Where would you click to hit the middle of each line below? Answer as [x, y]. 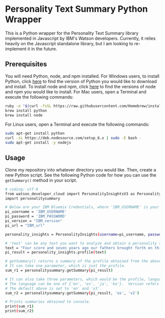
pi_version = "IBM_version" [34, 221]
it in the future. [42, 49]
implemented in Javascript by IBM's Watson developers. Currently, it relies [80, 38]
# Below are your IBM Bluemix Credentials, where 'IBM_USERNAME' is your [82, 207]
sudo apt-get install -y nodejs [38, 143]
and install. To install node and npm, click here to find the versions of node [81, 87]
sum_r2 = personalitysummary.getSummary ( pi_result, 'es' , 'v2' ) [72, 293]
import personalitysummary [33, 198]
